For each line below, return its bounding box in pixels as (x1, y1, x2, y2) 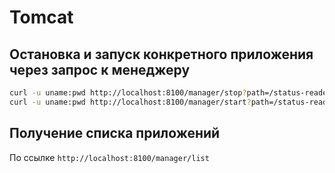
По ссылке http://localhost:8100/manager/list (9, 151, 210, 163)
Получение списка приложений (9, 125, 221, 142)
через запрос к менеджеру (9, 61, 191, 78)
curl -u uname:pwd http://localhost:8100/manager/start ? (9, 97, 252, 107)
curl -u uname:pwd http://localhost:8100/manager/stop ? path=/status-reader (9, 88, 332, 98)
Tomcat (9, 6, 74, 29)
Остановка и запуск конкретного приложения (9, 46, 314, 63)
